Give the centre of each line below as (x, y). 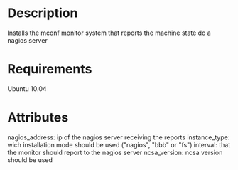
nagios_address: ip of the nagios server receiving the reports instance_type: (119, 137)
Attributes (38, 118)
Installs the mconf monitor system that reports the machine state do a (109, 33)
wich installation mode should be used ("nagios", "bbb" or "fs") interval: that (119, 144)
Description (43, 13)
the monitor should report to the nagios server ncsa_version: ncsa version (115, 152)
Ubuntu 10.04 (27, 89)
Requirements (50, 69)
